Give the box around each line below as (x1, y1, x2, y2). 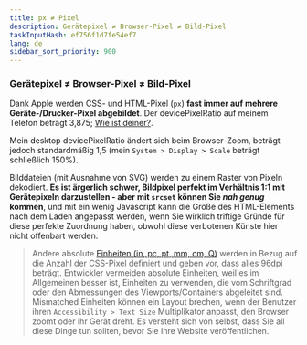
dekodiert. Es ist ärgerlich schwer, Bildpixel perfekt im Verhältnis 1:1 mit (9, 182, 286, 193)
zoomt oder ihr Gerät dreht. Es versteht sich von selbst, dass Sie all (31, 316, 285, 327)
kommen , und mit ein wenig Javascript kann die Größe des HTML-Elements (9, 202, 295, 213)
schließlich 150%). (9, 154, 79, 165)
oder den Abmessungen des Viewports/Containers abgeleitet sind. (31, 287, 283, 298)
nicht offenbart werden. (9, 230, 99, 242)
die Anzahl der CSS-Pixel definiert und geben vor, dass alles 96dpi (31, 257, 283, 269)
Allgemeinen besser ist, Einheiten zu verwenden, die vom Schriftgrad (31, 277, 292, 288)
